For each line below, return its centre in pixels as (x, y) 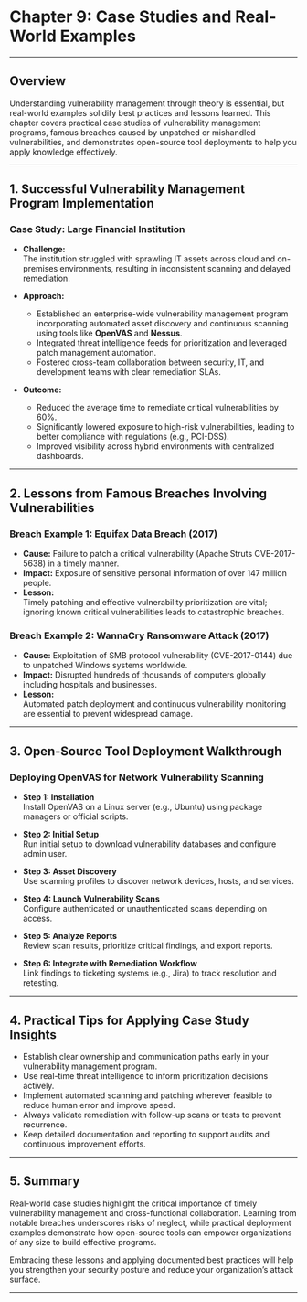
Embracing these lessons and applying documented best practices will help (152, 1260)
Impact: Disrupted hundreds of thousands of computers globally (144, 675)
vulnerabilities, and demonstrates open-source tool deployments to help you (153, 142)
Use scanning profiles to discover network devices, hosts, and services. (159, 881)
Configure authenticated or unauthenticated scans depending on (145, 909)
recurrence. (45, 1124)
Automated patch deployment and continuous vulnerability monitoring (154, 704)
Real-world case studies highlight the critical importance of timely (133, 1203)
